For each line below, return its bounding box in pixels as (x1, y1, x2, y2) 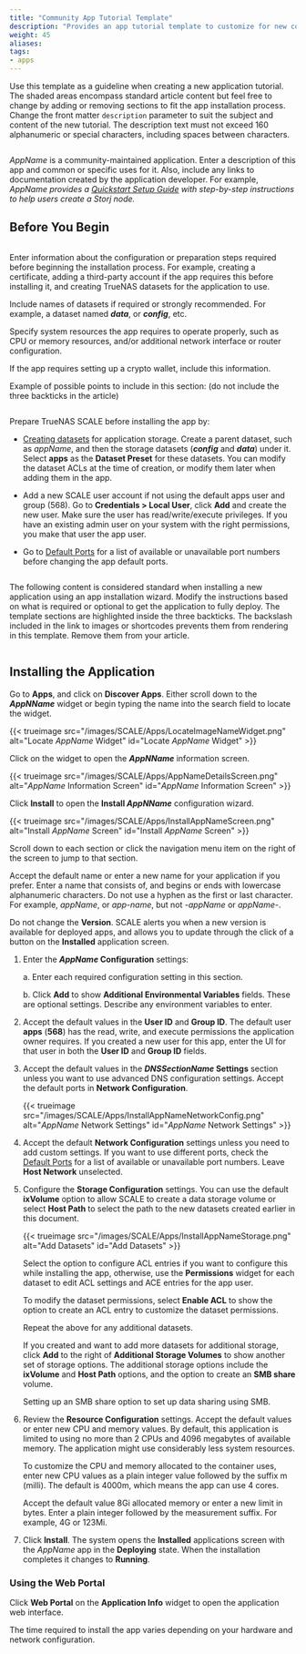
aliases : (9, 38, 43, 48)
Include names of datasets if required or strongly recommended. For (9, 298, 267, 310)
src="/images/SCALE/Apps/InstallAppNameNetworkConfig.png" (22, 1109, 265, 1120)
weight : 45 (9, 30, 51, 39)
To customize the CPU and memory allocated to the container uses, (22, 1460, 277, 1471)
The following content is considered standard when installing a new (9, 581, 263, 592)
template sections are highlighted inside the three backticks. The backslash (9, 610, 293, 621)
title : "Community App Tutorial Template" (9, 13, 173, 23)
